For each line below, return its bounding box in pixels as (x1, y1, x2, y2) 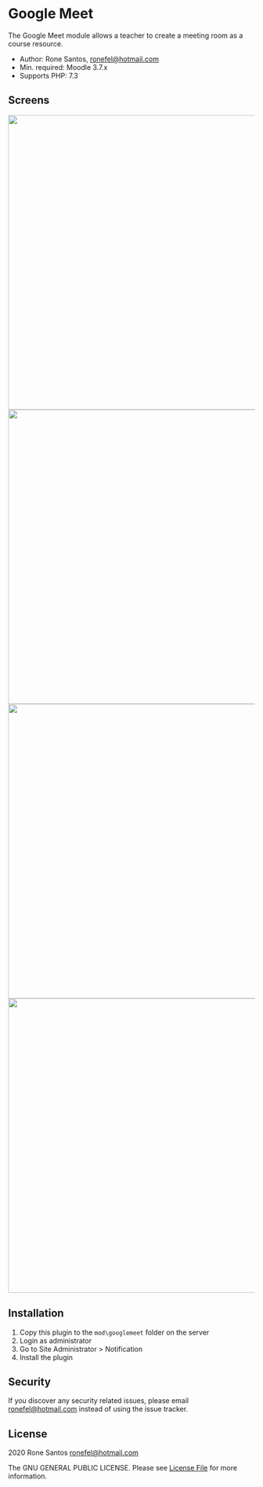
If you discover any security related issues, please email (8, 1396, 189, 1405)
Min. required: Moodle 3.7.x (19, 62, 108, 71)
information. (8, 1471, 48, 1481)
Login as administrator (19, 1335, 92, 1345)
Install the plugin (19, 1352, 73, 1362)
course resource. (8, 38, 63, 48)
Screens (8, 93, 49, 107)
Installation (8, 1306, 64, 1320)
